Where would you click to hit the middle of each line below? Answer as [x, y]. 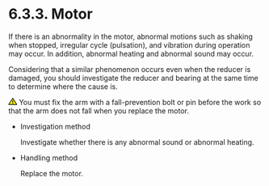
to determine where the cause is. [63, 87]
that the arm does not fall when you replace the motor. [99, 111]
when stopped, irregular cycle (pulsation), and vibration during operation [129, 44]
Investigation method [55, 126]
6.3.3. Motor [50, 14]
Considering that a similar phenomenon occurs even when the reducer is [130, 69]
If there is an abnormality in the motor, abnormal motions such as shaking [130, 36]
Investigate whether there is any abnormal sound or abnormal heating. [137, 142]
